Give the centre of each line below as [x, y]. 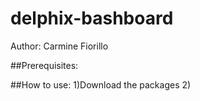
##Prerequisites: [44, 65]
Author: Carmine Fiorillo [59, 46]
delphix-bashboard [92, 18]
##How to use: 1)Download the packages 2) [101, 84]
